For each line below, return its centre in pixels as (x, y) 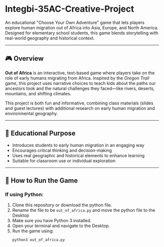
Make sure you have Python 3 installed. (52, 221)
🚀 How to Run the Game (41, 180)
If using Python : (24, 194)
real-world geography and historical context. (50, 38)
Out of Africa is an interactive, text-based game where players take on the (80, 73)
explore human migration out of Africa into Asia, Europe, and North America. (82, 27)
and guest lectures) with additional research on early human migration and (80, 108)
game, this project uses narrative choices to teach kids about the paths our (81, 83)
